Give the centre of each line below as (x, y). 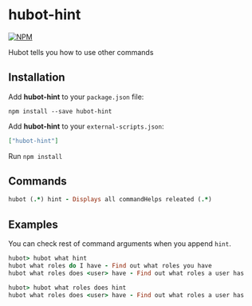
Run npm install (35, 156)
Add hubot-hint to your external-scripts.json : (86, 126)
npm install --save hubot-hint (60, 111)
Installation (37, 77)
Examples (33, 224)
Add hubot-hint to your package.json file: (76, 97)
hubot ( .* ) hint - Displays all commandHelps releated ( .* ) (110, 200)
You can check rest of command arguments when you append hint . (120, 244)
